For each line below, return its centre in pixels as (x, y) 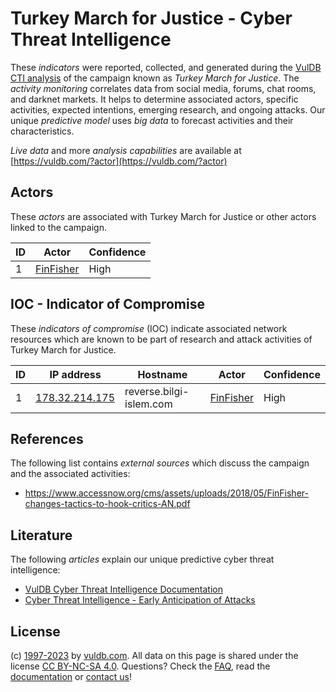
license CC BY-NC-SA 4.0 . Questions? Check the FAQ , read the (140, 666)
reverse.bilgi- (157, 391)
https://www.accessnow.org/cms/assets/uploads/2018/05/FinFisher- (166, 493)
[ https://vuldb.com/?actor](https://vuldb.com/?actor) (119, 161)
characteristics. (42, 131)
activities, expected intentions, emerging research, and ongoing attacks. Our (168, 109)
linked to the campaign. (58, 227)
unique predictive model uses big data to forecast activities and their (152, 120)
